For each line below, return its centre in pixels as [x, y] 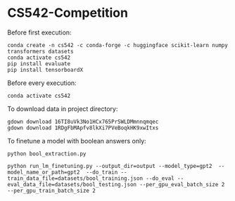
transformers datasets [40, 51]
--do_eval [160, 178]
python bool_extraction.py [47, 154]
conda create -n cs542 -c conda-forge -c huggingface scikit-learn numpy [118, 45]
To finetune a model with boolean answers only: [77, 141]
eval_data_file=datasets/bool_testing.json [72, 184]
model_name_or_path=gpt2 [44, 172]
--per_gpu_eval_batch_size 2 [182, 184]
